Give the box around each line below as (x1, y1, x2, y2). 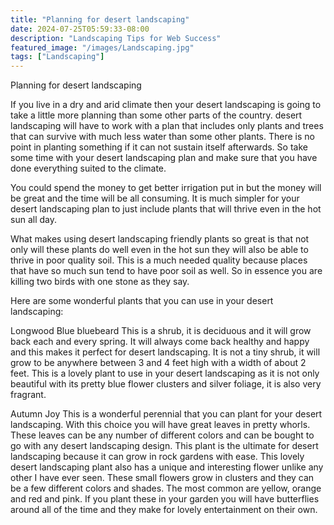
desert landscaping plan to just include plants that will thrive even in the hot (10, 203, 322, 215)
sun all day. (10, 214, 57, 226)
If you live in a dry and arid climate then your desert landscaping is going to (10, 99, 322, 111)
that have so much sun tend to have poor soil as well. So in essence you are (10, 265, 323, 277)
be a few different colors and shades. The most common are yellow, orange (10, 482, 322, 495)
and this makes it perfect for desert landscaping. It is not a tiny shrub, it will (10, 346, 321, 358)
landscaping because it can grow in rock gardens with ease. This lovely (10, 451, 305, 463)
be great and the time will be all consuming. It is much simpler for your (10, 192, 300, 205)
